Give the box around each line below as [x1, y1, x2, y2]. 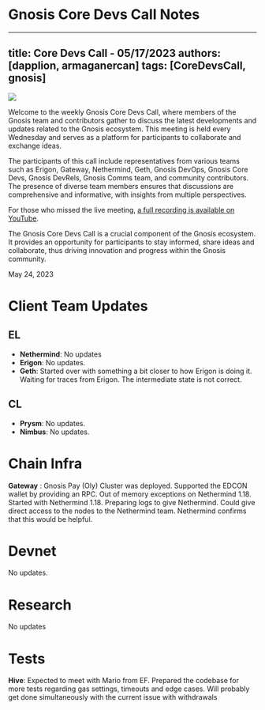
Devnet [8, 542, 57, 560]
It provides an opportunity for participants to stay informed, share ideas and [8, 237, 255, 247]
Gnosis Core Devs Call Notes [8, 6, 200, 24]
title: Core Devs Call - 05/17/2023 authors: [8, 47, 221, 60]
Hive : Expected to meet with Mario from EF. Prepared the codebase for [8, 676, 239, 685]
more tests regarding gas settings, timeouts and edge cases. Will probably [8, 684, 250, 693]
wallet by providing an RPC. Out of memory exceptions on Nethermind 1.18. [8, 489, 252, 499]
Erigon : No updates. [19, 357, 86, 367]
